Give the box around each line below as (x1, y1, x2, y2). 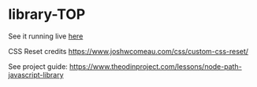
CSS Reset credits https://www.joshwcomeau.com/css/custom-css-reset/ (8, 46, 249, 56)
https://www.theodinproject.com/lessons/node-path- (69, 61, 242, 71)
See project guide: (8, 61, 69, 71)
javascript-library (8, 70, 65, 79)
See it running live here (8, 31, 84, 41)
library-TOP (8, 5, 86, 24)
